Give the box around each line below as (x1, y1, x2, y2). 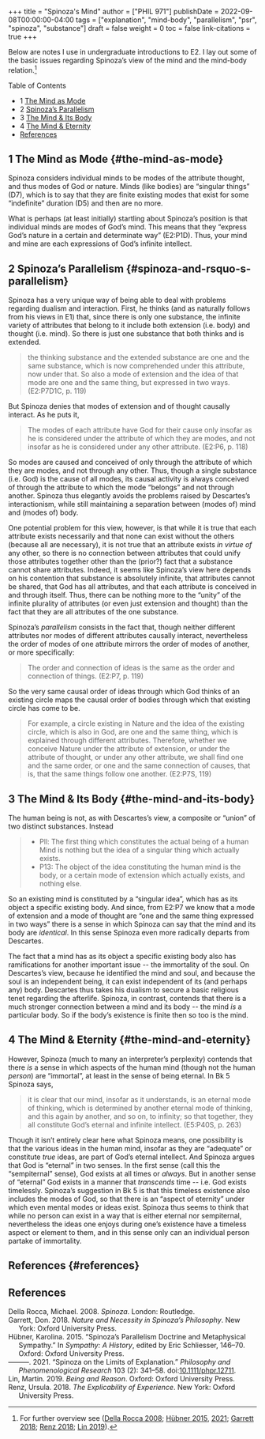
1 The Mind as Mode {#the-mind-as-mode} (8, 153, 223, 166)
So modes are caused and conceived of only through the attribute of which (8, 458, 252, 467)
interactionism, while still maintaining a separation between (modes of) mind (8, 500, 256, 509)
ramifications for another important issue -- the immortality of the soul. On (8, 960, 250, 969)
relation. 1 (8, 64, 37, 74)
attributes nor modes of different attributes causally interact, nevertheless (8, 631, 248, 640)
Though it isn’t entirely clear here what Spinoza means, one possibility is (8, 1135, 244, 1145)
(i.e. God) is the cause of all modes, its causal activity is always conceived (8, 474, 249, 484)
